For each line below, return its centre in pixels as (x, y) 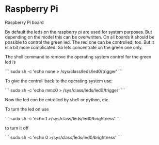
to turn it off (17, 128)
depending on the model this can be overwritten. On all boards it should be (80, 37)
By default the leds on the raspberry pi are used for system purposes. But (79, 32)
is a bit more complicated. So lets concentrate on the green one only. (74, 47)
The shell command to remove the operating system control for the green (78, 56)
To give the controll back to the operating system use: (59, 81)
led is (10, 62)
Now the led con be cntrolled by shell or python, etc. (57, 100)
